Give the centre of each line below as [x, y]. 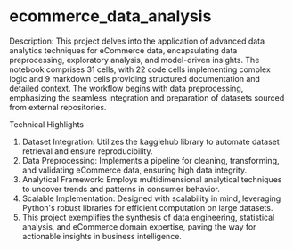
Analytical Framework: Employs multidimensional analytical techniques [152, 179]
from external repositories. [58, 107]
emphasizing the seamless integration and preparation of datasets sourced [147, 97]
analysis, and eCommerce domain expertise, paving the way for [139, 226]
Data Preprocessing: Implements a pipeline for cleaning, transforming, [151, 160]
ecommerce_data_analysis [110, 16]
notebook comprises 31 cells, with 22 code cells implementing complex [140, 69]
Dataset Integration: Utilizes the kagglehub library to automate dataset [151, 141]
